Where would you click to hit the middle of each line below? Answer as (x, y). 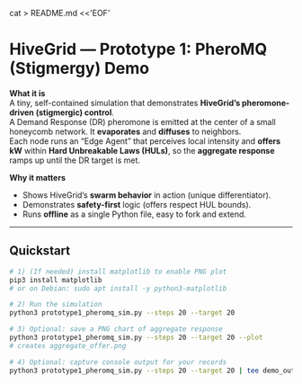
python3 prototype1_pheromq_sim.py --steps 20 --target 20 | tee (134, 371)
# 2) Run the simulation (56, 305)
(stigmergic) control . (75, 112)
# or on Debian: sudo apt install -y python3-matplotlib (118, 288)
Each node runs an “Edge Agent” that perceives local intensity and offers (145, 141)
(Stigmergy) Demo (80, 69)
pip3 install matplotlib (56, 280)
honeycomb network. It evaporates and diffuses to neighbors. (125, 131)
